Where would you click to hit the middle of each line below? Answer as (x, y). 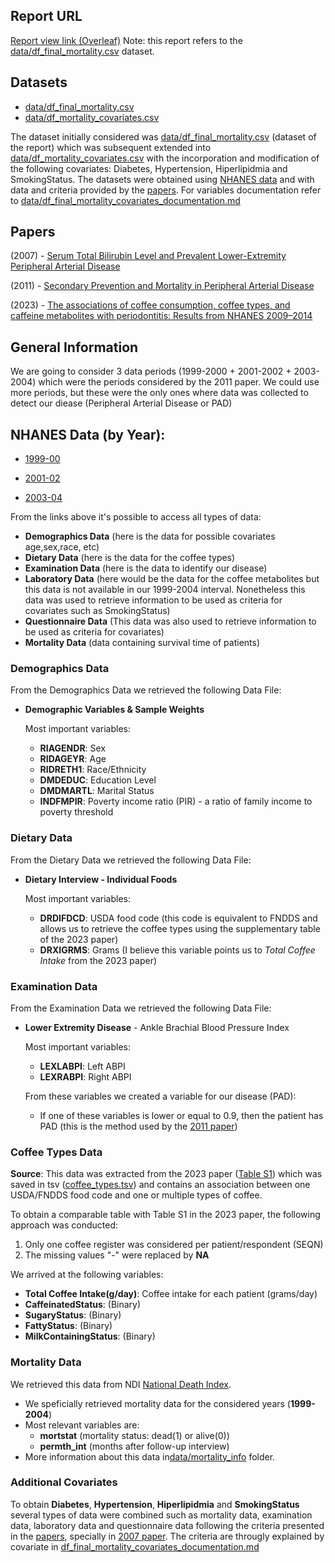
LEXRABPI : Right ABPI (85, 1076)
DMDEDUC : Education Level (98, 780)
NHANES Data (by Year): (88, 434)
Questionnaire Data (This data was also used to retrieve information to (170, 621)
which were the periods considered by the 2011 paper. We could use (179, 382)
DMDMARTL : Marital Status (97, 791)
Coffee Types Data (56, 1152)
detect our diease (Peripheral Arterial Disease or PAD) (121, 403)
